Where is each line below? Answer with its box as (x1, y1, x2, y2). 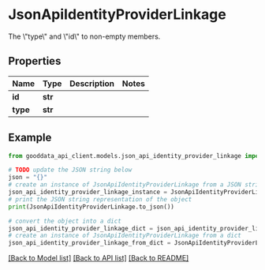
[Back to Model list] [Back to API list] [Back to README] (8, 253, 189, 263)
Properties (8, 54, 62, 68)
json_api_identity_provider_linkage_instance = (8, 188, 168, 197)
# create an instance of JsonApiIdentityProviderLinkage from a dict (8, 231, 242, 240)
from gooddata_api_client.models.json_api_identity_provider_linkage (8, 152, 242, 159)
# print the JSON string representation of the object (8, 195, 192, 203)
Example (8, 131, 52, 144)
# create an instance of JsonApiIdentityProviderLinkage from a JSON (8, 181, 242, 189)
